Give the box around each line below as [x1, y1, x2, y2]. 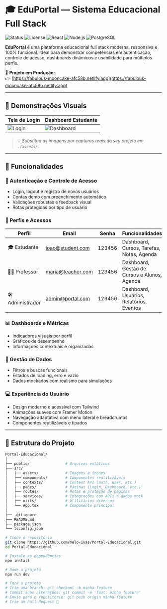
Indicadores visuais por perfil [12, 333, 73, 339]
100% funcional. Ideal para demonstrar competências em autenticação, [5, 49, 152, 55]
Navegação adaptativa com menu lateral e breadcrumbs [12, 414, 128, 420]
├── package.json [5, 522, 41, 527]
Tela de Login [7, 116, 41, 123]
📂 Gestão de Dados [5, 356, 52, 363]
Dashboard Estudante [45, 116, 98, 123]
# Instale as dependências [5, 553, 61, 559]
